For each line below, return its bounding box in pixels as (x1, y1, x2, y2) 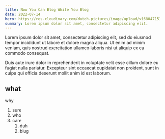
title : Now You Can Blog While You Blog (5, 7, 89, 12)
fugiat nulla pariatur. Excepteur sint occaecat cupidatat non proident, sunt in (5, 65, 159, 71)
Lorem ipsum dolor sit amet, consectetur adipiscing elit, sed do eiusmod (5, 35, 151, 40)
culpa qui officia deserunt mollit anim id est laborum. (5, 70, 111, 76)
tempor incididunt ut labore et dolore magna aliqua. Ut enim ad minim (5, 40, 145, 46)
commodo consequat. (5, 50, 50, 56)
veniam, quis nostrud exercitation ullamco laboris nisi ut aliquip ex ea (5, 45, 144, 51)
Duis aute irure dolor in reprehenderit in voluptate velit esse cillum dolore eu (5, 60, 159, 66)
